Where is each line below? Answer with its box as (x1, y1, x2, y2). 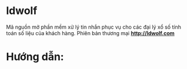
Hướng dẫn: (6, 50, 64, 64)
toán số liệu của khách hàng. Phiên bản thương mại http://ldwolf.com (6, 29, 175, 36)
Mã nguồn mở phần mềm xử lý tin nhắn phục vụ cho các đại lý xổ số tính (6, 23, 182, 30)
